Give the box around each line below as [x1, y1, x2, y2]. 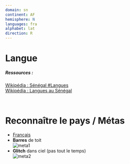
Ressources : [5, 69, 33, 76]
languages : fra [5, 21, 37, 27]
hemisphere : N [5, 17, 35, 22]
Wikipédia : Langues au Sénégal [5, 88, 72, 94]
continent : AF [5, 12, 35, 17]
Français [12, 132, 31, 138]
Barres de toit [12, 137, 41, 143]
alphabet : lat [5, 26, 35, 31]
